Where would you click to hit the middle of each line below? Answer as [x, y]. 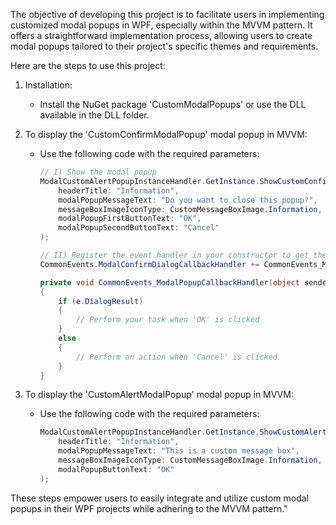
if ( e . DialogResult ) [101, 301]
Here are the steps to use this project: [88, 65]
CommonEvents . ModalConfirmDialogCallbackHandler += [149, 264]
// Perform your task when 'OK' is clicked [167, 320]
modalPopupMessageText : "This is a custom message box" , [179, 451]
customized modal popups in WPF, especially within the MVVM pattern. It [161, 25]
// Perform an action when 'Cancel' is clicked [176, 357]
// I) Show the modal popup [98, 172]
